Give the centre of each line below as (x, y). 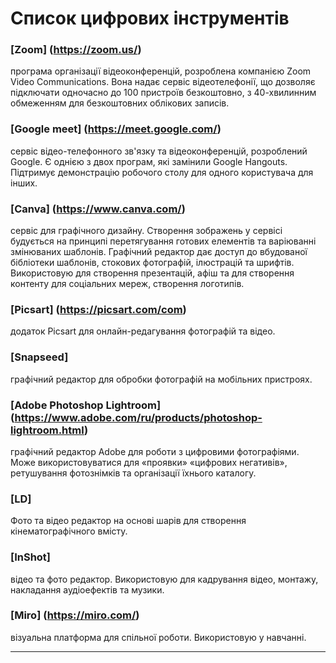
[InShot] (31, 557)
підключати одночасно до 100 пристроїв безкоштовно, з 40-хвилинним (163, 93)
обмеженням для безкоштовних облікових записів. (120, 103)
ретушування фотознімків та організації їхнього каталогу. (133, 473)
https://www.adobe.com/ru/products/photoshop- (138, 417)
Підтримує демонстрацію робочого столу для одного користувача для (162, 172)
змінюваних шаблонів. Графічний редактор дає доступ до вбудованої (159, 252)
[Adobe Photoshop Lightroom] (86, 405)
